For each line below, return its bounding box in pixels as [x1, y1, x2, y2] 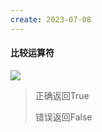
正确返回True [34, 89, 90, 101]
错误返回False [34, 111, 93, 123]
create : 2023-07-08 [10, 14, 92, 25]
